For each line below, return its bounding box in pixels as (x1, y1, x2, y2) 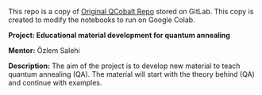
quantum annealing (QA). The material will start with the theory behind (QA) (8, 70, 256, 78)
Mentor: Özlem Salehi (8, 46, 81, 55)
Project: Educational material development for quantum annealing (8, 31, 230, 40)
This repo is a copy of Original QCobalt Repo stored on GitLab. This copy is (8, 7, 254, 16)
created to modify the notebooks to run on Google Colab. (8, 15, 196, 25)
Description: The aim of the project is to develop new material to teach (8, 61, 241, 70)
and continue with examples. (8, 78, 102, 87)
